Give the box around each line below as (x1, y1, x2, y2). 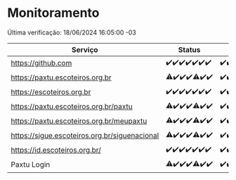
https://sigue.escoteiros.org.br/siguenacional (11, 131, 159, 141)
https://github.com (11, 58, 72, 68)
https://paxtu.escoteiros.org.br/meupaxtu (11, 116, 147, 126)
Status (178, 44, 201, 54)
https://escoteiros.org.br (11, 87, 91, 97)
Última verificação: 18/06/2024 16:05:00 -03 (7, 28, 137, 37)
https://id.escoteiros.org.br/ (11, 146, 102, 155)
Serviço (71, 44, 98, 54)
